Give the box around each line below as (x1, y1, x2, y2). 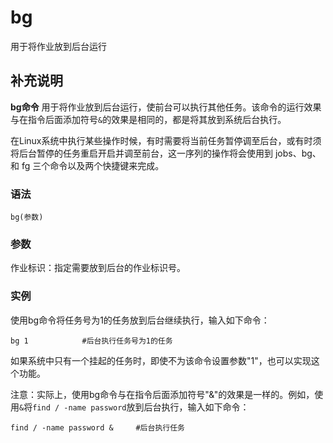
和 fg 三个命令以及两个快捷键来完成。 (10, 159, 165, 171)
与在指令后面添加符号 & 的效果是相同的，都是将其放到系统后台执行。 (10, 113, 287, 125)
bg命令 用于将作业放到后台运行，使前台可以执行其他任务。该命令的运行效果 (10, 101, 322, 113)
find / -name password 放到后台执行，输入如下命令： (32, 401, 250, 413)
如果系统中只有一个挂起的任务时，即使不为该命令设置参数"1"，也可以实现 (10, 354, 312, 366)
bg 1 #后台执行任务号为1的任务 (10, 336, 173, 346)
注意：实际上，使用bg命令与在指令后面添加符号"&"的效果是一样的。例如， (10, 388, 315, 400)
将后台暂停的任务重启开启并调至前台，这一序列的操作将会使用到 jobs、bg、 (10, 147, 322, 159)
